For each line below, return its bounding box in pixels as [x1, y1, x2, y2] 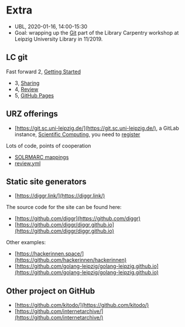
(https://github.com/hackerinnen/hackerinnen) [14, 257, 127, 264]
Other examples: [6, 239, 46, 246]
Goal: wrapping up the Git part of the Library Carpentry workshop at [14, 29, 179, 36]
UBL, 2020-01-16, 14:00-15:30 [14, 23, 88, 30]
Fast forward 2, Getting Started [6, 68, 81, 75]
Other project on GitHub [6, 286, 95, 296]
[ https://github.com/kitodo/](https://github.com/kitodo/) [14, 302, 149, 309]
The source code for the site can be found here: [6, 204, 122, 211]
